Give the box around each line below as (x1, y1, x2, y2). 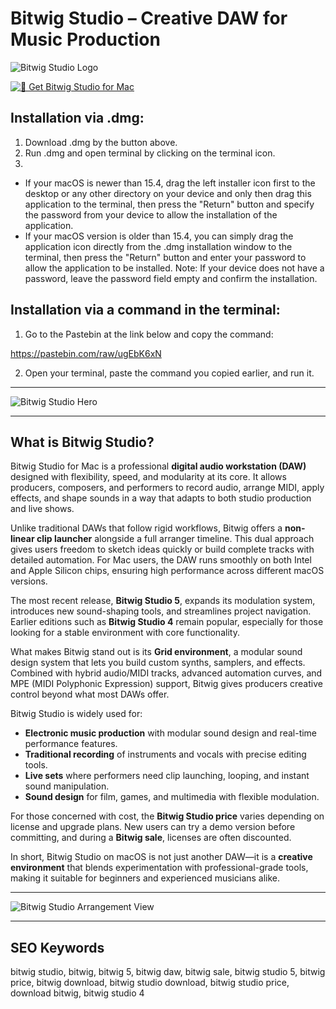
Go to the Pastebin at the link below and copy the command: (24, 328, 274, 340)
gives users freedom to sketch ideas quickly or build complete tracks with (10, 543, 315, 556)
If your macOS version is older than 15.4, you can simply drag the (24, 230, 294, 242)
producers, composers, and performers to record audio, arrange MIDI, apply (10, 482, 325, 494)
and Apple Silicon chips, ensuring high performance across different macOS (10, 565, 325, 577)
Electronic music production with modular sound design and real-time (24, 727, 318, 739)
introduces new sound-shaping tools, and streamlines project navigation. (10, 605, 312, 617)
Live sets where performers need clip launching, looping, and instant (24, 770, 310, 782)
